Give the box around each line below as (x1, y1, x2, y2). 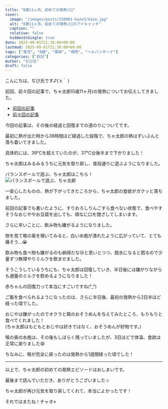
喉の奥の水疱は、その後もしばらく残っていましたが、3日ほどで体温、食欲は (5, 334, 161, 340)
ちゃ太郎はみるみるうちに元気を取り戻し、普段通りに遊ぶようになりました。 (5, 161, 163, 167)
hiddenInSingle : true (9, 36, 55, 41)
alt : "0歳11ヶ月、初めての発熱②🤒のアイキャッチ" (9, 21, 101, 27)
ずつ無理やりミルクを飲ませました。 (9, 256, 84, 262)
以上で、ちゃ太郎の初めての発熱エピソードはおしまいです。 (5, 367, 127, 373)
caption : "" (9, 26, 35, 31)
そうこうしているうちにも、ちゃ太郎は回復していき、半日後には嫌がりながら (5, 266, 162, 272)
